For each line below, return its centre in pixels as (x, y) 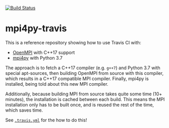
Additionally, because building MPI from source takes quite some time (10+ (84, 94)
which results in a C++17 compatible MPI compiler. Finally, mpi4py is (77, 79)
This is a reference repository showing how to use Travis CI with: (73, 42)
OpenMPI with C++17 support (44, 52)
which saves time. (24, 110)
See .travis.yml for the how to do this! (46, 120)
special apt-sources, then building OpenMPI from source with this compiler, (84, 73)
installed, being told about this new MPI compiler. (57, 84)
